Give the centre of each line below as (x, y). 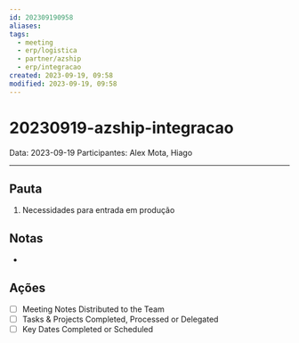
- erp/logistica (47, 51)
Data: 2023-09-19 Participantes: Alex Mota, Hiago (101, 152)
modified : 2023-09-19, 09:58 (63, 84)
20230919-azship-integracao (121, 128)
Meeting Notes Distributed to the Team (93, 309)
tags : (19, 34)
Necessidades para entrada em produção (98, 210)
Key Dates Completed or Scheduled (88, 330)
